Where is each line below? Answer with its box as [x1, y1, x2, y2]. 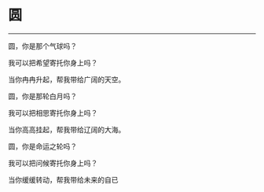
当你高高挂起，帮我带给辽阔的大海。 [8, 124, 126, 134]
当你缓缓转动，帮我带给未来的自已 [8, 175, 119, 184]
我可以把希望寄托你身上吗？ [8, 57, 98, 67]
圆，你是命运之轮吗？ [8, 142, 77, 151]
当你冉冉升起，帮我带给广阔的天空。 [8, 75, 126, 84]
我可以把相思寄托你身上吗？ [8, 108, 98, 117]
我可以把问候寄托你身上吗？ [8, 158, 98, 168]
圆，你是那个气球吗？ [8, 41, 77, 50]
